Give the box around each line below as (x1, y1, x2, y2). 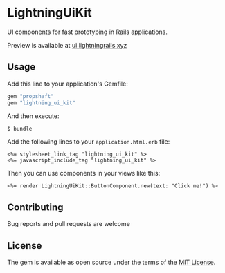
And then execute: (7, 112, 60, 120)
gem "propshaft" (7, 93, 54, 100)
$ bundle (7, 125, 33, 132)
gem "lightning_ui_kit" (7, 99, 76, 106)
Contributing (7, 201, 64, 213)
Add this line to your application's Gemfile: (7, 79, 128, 88)
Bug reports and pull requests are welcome (7, 220, 130, 228)
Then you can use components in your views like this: (7, 169, 161, 178)
